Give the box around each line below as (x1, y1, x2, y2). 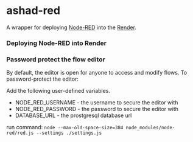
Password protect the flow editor (6, 55, 105, 64)
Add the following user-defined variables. (6, 87, 111, 95)
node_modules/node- (125, 125, 175, 131)
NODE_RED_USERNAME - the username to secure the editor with (15, 99, 178, 106)
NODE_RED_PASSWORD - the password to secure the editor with (15, 106, 178, 113)
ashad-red (6, 4, 61, 18)
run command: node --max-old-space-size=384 (6, 124, 124, 131)
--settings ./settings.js (36, 130, 102, 137)
